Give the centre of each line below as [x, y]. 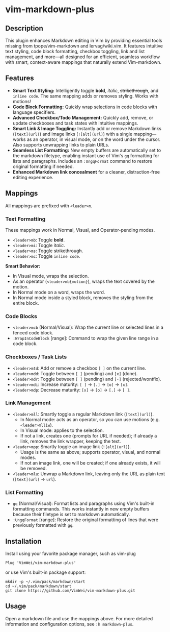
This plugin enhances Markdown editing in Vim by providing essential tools [84, 40]
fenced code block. [33, 333]
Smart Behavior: [23, 266]
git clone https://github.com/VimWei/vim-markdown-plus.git [70, 591]
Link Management [28, 403]
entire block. [26, 303]
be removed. [34, 468]
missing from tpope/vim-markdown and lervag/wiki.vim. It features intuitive [84, 46]
